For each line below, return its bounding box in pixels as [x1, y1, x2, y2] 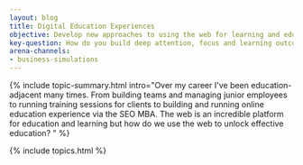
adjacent [9, 89, 42, 100]
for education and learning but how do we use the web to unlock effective [9, 118, 284, 129]
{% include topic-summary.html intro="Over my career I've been [9, 80, 250, 90]
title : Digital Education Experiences [9, 22, 155, 31]
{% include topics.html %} [9, 145, 107, 156]
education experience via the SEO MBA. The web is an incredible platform [9, 109, 284, 119]
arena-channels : [9, 47, 70, 56]
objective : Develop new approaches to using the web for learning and [9, 30, 280, 39]
